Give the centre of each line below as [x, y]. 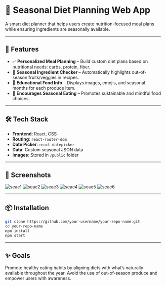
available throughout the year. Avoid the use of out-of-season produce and [81, 273]
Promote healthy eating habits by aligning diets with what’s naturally [74, 268]
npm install [17, 231]
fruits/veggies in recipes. [54, 77]
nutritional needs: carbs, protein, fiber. [51, 67]
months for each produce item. [44, 88]
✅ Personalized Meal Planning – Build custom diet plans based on [80, 61]
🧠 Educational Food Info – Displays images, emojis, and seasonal [79, 83]
